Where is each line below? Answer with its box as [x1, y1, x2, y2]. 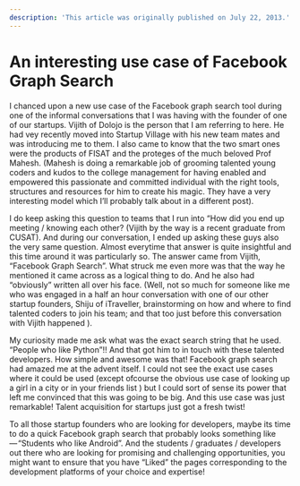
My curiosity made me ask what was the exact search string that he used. [9, 335, 282, 345]
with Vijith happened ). [9, 317, 92, 328]
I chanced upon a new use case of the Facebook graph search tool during [9, 100, 282, 111]
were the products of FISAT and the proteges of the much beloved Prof [9, 148, 271, 158]
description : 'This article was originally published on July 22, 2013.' [9, 13, 291, 22]
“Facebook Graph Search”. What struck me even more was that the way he [9, 260, 286, 271]
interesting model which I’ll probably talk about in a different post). [9, 195, 254, 206]
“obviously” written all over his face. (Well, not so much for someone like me [9, 279, 291, 290]
